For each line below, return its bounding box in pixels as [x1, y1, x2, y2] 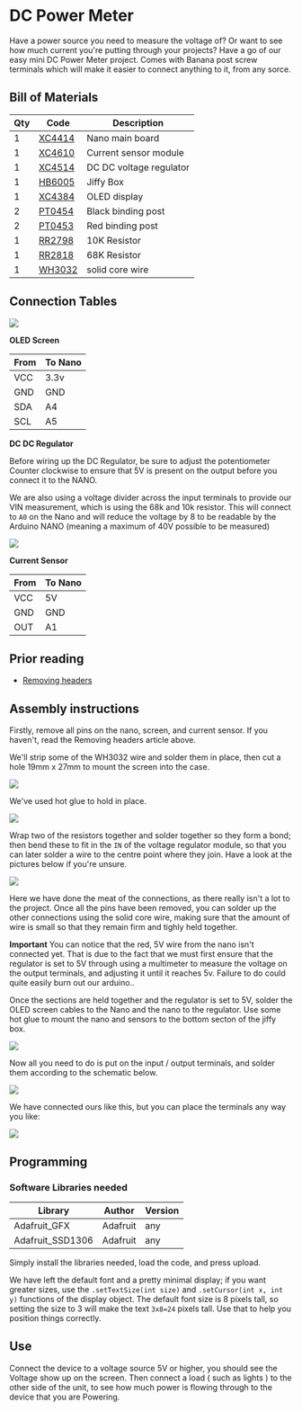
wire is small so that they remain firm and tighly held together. [9, 922, 238, 933]
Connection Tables [9, 294, 118, 309]
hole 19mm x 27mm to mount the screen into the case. [9, 762, 210, 772]
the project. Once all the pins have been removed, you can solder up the [9, 903, 277, 914]
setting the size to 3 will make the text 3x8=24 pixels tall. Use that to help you [9, 1303, 292, 1314]
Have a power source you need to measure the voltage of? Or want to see [9, 35, 283, 46]
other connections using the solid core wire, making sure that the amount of [9, 912, 290, 923]
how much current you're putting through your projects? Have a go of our [9, 44, 281, 55]
